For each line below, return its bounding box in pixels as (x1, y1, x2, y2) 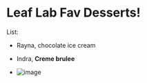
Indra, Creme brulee (16, 54, 75, 63)
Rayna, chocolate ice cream (16, 41, 96, 49)
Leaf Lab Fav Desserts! (6, 5, 141, 21)
